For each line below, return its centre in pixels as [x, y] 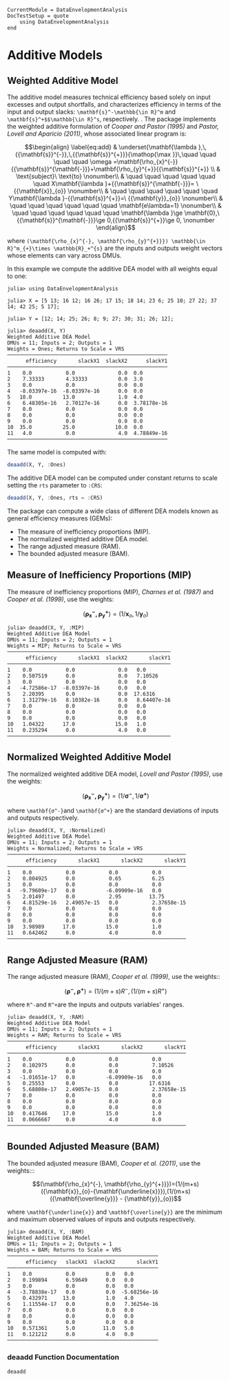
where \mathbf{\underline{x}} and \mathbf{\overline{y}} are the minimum [115, 1212]
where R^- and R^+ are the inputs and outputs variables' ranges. [96, 1004]
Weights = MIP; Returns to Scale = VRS [64, 646]
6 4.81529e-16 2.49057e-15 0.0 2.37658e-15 [97, 903]
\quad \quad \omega [83, 161]
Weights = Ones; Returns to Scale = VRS [66, 349]
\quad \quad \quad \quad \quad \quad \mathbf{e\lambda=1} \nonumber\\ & [116, 205]
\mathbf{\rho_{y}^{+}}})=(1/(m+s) [152, 1183]
